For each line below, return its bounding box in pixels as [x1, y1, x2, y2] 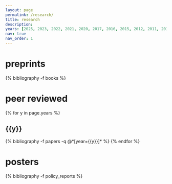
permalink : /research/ [5, 12, 54, 17]
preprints [5, 58, 46, 70]
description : [5, 21, 33, 27]
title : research [5, 17, 40, 22]
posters [5, 156, 39, 168]
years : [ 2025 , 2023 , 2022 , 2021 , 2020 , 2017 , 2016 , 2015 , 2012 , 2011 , [5, 27, 159, 32]
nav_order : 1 [5, 36, 33, 41]
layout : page [5, 7, 33, 13]
